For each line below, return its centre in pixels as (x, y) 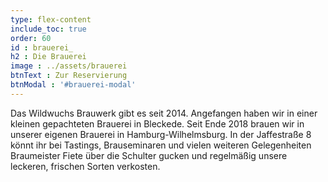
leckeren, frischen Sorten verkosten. (85, 166)
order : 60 (31, 38)
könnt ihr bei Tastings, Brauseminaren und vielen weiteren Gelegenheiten (161, 145)
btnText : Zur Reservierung (69, 76)
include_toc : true (48, 29)
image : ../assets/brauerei (69, 66)
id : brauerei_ (42, 47)
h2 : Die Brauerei (48, 57)
